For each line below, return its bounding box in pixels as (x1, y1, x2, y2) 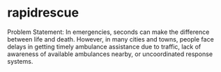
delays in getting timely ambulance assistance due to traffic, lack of (7, 42, 201, 51)
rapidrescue (7, 5, 79, 21)
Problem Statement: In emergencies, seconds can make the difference (7, 28, 210, 36)
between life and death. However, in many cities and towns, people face (7, 35, 214, 43)
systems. (7, 57, 33, 65)
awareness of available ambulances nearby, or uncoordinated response (7, 50, 213, 58)
